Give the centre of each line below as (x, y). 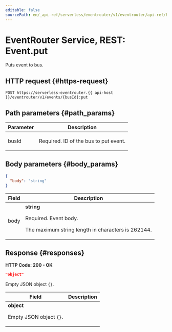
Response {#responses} (45, 253)
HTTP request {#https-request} (57, 81)
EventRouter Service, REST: (66, 40)
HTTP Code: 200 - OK (29, 265)
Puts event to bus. (24, 65)
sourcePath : (18, 15)
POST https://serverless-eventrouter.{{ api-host (59, 93)
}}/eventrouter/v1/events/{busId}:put (47, 98)
